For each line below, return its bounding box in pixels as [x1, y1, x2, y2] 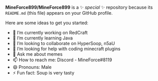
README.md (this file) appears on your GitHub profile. [5, 10, 113, 16]
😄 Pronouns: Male [12, 64, 52, 70]
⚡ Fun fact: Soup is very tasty [12, 70, 75, 75]
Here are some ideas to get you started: [5, 20, 89, 26]
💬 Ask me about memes [12, 51, 62, 57]
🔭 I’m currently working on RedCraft [12, 30, 88, 35]
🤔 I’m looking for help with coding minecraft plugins [12, 46, 121, 52]
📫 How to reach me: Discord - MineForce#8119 [12, 57, 112, 63]
